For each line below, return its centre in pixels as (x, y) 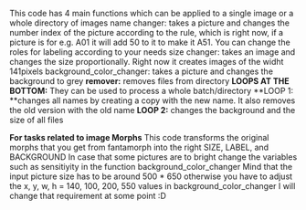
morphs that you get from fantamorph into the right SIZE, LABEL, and (139, 147)
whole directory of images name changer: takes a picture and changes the (150, 23)
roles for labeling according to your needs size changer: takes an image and (153, 52)
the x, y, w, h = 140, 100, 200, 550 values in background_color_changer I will (153, 186)
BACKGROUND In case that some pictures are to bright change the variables (153, 157)
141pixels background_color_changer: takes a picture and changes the (142, 71)
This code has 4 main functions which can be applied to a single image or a (152, 13)
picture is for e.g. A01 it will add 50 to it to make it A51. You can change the (150, 42)
